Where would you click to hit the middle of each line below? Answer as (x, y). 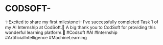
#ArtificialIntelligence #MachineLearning (46, 37)
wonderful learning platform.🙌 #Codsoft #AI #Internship (61, 32)
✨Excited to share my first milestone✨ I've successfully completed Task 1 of (82, 22)
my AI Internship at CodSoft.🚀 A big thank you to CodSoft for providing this (80, 27)
